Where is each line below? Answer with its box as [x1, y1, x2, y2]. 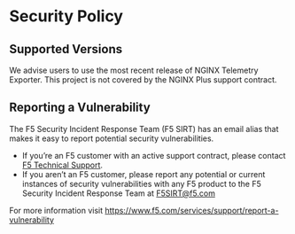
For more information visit [9, 205, 104, 215]
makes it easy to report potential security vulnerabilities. [9, 133, 214, 144]
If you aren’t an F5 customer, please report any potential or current [21, 168, 266, 179]
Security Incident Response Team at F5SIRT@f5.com [21, 188, 215, 199]
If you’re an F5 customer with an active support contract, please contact [21, 150, 286, 160]
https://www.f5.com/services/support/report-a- [105, 205, 279, 215]
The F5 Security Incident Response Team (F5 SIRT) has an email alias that [9, 123, 279, 134]
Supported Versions [9, 42, 122, 57]
